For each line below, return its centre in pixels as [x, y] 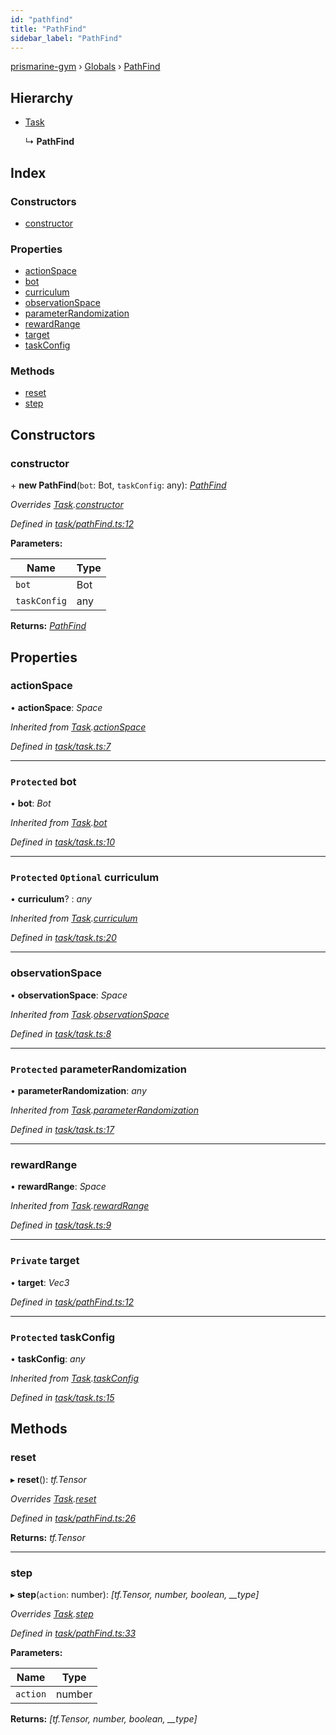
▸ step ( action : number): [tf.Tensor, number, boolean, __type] [135, 1594]
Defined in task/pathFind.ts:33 [73, 1633]
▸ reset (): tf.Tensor [48, 1479]
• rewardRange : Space [58, 1187]
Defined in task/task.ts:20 [63, 938]
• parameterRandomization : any [78, 1091]
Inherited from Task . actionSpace [78, 727]
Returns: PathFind [48, 626]
